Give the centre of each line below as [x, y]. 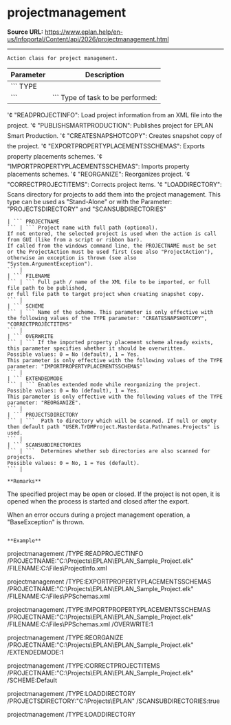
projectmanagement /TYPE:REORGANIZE [65, 637]
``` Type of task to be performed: [104, 97]
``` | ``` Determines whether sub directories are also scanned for [109, 451]
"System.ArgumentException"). [51, 264]
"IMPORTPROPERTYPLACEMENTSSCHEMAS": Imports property [98, 166]
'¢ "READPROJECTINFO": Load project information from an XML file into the [115, 115]
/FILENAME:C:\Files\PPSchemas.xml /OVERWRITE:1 [80, 624]
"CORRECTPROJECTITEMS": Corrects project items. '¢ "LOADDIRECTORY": [114, 184]
